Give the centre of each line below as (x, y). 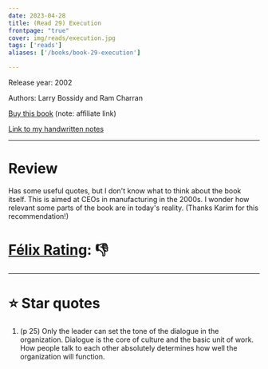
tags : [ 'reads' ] (35, 46)
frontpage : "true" (39, 30)
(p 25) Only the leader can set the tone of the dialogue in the (119, 331)
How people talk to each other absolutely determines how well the (128, 347)
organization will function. (62, 356)
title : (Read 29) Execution (55, 23)
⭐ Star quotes (54, 304)
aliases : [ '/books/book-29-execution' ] (75, 53)
